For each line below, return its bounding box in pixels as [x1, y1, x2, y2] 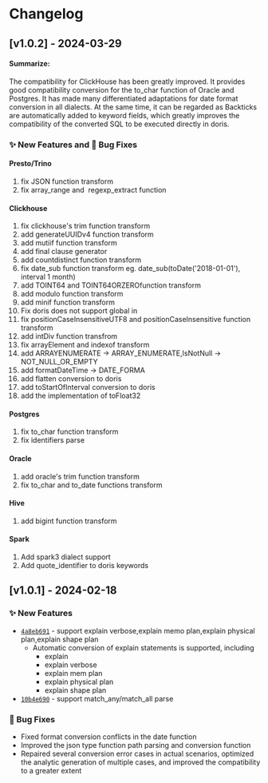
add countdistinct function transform [20, 255, 142, 264]
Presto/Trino [9, 159, 53, 169]
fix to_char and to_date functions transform [20, 480, 163, 490]
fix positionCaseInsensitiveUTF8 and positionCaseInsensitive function [20, 315, 250, 324]
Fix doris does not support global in [20, 306, 138, 316]
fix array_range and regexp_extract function [20, 185, 167, 194]
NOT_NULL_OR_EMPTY [20, 357, 98, 367]
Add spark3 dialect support [20, 552, 111, 562]
